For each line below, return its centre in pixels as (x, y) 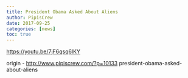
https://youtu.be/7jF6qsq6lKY (44, 51)
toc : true (19, 34)
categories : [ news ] (31, 29)
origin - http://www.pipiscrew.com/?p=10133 (62, 63)
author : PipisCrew (30, 18)
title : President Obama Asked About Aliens (62, 12)
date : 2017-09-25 (28, 23)
